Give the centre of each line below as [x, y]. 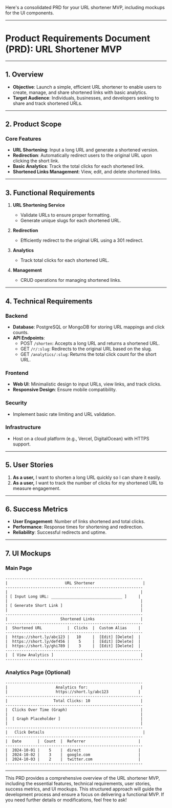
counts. [21, 332]
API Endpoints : [29, 338]
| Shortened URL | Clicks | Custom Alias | [73, 628]
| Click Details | [75, 733]
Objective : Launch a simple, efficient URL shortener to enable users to [87, 87]
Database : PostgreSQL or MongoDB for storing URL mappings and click [89, 327]
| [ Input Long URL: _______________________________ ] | [73, 597]
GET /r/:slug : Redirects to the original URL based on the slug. [86, 349]
